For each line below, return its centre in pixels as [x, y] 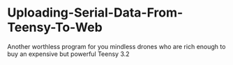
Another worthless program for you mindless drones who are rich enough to [116, 46]
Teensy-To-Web [55, 27]
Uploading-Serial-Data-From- [95, 13]
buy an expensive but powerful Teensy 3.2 [69, 54]
